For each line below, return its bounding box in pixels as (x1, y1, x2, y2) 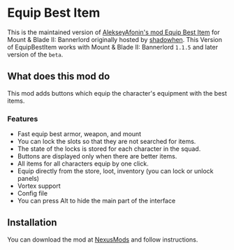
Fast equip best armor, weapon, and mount (17, 130, 142, 138)
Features (7, 114, 38, 124)
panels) (17, 175, 40, 183)
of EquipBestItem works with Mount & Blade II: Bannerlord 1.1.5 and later (7, 43, 219, 51)
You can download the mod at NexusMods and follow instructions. (7, 235, 198, 244)
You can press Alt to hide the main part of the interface (17, 197, 176, 205)
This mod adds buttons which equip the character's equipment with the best (7, 89, 227, 97)
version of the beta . (7, 50, 64, 59)
